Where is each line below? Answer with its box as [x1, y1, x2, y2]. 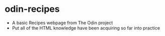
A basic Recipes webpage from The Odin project [12, 20, 113, 26]
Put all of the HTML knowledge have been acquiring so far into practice [12, 25, 160, 31]
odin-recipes [5, 3, 60, 15]
